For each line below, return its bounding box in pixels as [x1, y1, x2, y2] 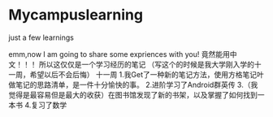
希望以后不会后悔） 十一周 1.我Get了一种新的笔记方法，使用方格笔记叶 [29, 69, 264, 79]
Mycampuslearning [8, 6, 144, 24]
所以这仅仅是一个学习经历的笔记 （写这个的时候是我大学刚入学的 [38, 59, 254, 69]
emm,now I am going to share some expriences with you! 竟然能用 [8, 49, 230, 58]
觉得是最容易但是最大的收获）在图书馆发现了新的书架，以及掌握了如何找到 [8, 89, 258, 99]
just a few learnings [8, 32, 75, 42]
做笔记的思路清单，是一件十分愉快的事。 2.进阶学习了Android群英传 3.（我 [8, 80, 258, 89]
